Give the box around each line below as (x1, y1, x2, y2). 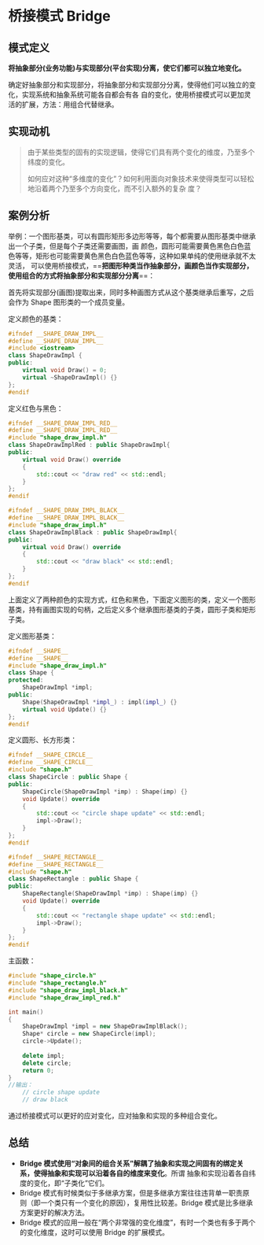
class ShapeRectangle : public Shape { (8, 875, 139, 883)
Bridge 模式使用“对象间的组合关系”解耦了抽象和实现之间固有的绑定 (19, 1158, 237, 1168)
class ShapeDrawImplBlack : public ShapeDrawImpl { (8, 528, 178, 536)
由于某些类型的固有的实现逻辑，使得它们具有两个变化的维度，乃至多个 (27, 147, 255, 157)
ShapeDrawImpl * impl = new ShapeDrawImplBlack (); (22, 1022, 189, 1031)
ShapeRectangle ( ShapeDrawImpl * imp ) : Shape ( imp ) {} (22, 890, 199, 898)
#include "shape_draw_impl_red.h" (8, 993, 122, 1002)
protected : (8, 676, 44, 685)
